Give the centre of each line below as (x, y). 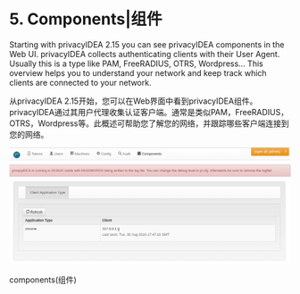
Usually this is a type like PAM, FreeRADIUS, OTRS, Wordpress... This (136, 63)
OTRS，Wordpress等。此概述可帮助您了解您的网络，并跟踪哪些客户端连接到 (149, 123)
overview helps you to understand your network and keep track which (138, 72)
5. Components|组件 (86, 19)
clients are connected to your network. (80, 82)
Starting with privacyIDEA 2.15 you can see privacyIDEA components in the (147, 44)
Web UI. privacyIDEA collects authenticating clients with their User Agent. (145, 54)
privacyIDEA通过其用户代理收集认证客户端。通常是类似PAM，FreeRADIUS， (149, 112)
